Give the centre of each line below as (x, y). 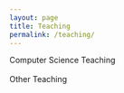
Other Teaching (38, 79)
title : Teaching (40, 26)
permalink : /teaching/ (52, 34)
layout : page (34, 18)
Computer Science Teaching (62, 60)
